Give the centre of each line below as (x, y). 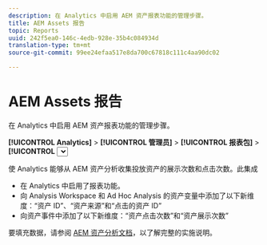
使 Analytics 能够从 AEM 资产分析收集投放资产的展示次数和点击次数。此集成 (133, 168)
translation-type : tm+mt (50, 45)
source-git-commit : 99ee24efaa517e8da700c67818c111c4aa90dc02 (114, 53)
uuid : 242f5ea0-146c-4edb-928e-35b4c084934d (84, 38)
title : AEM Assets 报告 (47, 23)
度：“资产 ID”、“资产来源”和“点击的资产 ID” (91, 205)
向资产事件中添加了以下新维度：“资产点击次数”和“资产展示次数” (124, 215)
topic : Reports (34, 30)
